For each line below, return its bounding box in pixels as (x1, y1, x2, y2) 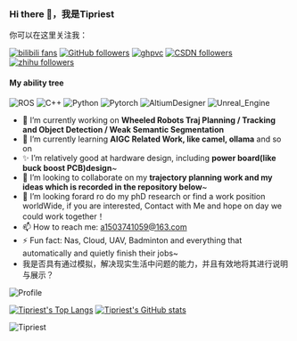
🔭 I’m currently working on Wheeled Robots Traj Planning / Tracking (21, 114, 276, 126)
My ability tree (9, 77, 64, 88)
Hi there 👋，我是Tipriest (9, 7, 114, 20)
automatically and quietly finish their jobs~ (21, 248, 178, 258)
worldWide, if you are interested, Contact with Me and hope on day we (21, 200, 283, 211)
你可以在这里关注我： (9, 29, 87, 41)
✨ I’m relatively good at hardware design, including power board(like (21, 152, 276, 163)
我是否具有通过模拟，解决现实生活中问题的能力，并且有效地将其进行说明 (21, 258, 288, 269)
